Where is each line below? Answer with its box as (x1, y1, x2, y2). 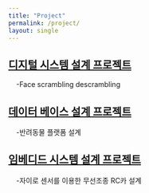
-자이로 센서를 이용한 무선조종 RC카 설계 (15, 175, 142, 185)
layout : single (8, 26, 59, 34)
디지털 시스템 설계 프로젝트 (8, 57, 131, 72)
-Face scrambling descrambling (15, 80, 121, 89)
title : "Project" (8, 11, 66, 20)
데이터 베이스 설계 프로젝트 (8, 104, 131, 118)
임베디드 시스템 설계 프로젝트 (8, 153, 142, 167)
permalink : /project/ (8, 19, 80, 27)
